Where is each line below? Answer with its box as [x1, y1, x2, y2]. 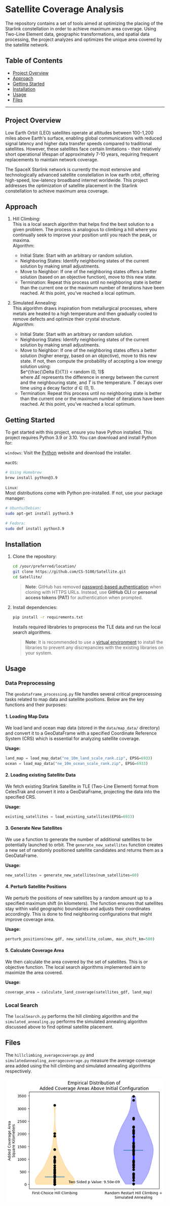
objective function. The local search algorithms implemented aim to [5, 964, 146, 970]
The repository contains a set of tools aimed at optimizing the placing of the [5, 20, 163, 26]
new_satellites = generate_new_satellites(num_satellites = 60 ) [5, 873, 139, 878]
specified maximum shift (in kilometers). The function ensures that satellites [5, 900, 163, 906]
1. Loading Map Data [5, 713, 49, 719]
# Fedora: [5, 521, 26, 526]
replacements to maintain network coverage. [5, 156, 99, 162]
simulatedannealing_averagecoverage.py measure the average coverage [5, 1057, 155, 1063]
